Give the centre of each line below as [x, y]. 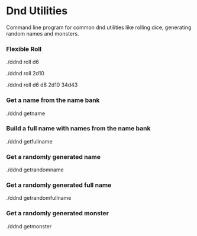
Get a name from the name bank [53, 100]
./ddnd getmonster [29, 226]
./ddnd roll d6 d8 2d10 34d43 [42, 85]
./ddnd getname [26, 113]
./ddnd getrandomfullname [39, 198]
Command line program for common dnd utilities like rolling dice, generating [99, 27]
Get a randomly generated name [54, 157]
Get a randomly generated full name [59, 185]
